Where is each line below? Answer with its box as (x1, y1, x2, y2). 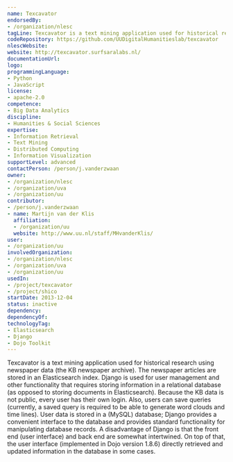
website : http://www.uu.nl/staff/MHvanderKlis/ (13, 230, 154, 237)
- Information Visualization (7, 152, 92, 160)
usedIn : (7, 275, 30, 282)
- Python (7, 74, 33, 82)
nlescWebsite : (7, 42, 49, 49)
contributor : (7, 197, 45, 205)
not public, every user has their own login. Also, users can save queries (7, 395, 212, 404)
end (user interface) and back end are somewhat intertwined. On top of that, (7, 432, 226, 441)
